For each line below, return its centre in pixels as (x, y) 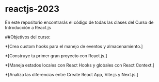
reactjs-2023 (32, 9)
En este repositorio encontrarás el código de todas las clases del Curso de (79, 22)
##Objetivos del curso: (28, 37)
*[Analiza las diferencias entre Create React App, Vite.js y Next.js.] (72, 74)
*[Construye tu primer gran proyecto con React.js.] (56, 56)
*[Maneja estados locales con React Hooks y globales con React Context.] (80, 65)
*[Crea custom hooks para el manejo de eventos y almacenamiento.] (74, 46)
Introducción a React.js (28, 27)
